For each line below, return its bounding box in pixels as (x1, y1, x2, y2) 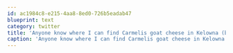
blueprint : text (7, 17, 54, 23)
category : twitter (7, 23, 60, 30)
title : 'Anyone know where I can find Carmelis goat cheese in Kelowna (7, 29, 218, 36)
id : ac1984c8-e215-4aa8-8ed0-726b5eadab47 (7, 10, 132, 17)
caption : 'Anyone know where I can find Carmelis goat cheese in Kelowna (7, 36, 225, 43)
